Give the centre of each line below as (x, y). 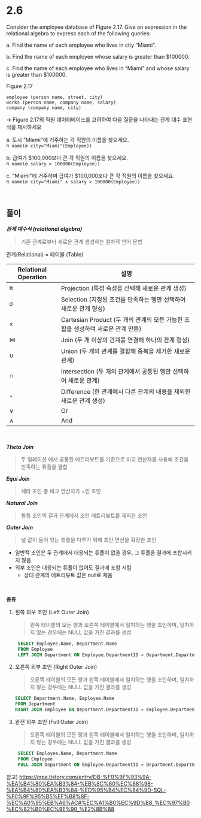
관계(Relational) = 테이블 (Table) (45, 254)
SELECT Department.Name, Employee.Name (65, 699)
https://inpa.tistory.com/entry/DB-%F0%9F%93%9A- (85, 777)
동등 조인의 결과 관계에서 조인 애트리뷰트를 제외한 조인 (84, 515)
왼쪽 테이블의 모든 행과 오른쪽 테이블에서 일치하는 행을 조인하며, (104, 624)
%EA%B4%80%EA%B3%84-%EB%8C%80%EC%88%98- (80, 783)
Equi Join (18, 479)
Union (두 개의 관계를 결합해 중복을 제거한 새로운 (126, 351)
